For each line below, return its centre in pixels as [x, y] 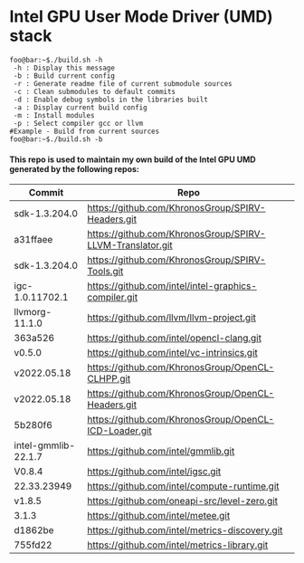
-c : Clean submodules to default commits [95, 91]
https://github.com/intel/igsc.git [154, 472]
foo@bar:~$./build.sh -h [56, 60]
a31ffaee [33, 240]
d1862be [34, 530]
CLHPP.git [109, 379]
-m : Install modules [54, 115]
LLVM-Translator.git [130, 245]
